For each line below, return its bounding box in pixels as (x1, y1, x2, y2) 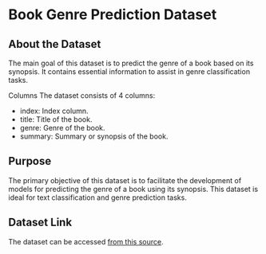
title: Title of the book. (19, 115, 93, 124)
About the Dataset (8, 37, 101, 51)
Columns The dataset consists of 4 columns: (8, 91, 156, 100)
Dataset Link (8, 216, 73, 229)
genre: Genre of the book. (19, 123, 105, 132)
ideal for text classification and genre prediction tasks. (8, 193, 188, 202)
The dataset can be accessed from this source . (8, 236, 164, 246)
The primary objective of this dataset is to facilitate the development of (8, 175, 242, 185)
